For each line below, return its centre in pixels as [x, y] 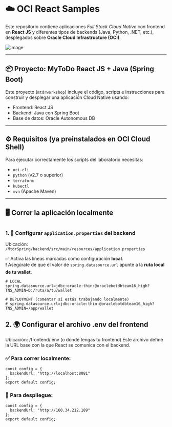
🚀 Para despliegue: [29, 395]
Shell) [15, 147]
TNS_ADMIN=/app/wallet [29, 308]
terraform [23, 181]
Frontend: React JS [33, 107]
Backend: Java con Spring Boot [46, 113]
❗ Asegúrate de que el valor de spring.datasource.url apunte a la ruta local [85, 265]
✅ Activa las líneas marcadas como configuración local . [64, 258]
